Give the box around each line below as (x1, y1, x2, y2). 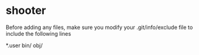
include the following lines (5, 30, 71, 37)
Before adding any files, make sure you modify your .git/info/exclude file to (5, 24, 193, 31)
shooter (5, 4, 46, 18)
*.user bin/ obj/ (5, 42, 43, 49)
